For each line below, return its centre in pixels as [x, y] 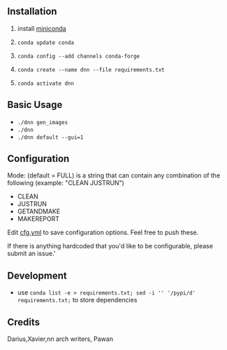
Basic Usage [35, 105]
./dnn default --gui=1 [50, 137]
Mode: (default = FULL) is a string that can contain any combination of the [114, 175]
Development [37, 275]
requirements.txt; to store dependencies [77, 300]
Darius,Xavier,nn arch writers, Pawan [60, 339]
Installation [32, 12]
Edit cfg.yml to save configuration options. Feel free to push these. [103, 233]
